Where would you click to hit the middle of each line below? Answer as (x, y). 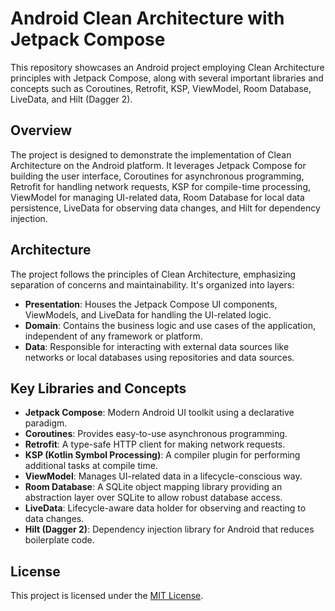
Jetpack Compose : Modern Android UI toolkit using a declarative (159, 413)
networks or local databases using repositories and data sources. (159, 357)
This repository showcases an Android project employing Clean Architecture (167, 67)
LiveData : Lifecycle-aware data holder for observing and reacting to (165, 508)
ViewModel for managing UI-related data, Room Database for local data (157, 197)
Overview (41, 130)
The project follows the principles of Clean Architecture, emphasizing (153, 274)
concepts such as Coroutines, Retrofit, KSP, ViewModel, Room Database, (161, 88)
